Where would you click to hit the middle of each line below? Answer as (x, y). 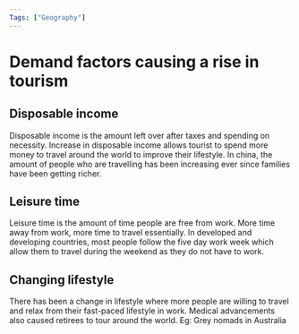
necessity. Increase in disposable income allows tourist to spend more (139, 145)
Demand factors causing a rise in (134, 61)
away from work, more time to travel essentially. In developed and (131, 233)
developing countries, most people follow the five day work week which (142, 242)
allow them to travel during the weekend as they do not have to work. (137, 252)
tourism (39, 81)
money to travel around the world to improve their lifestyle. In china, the (141, 154)
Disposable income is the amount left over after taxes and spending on (140, 135)
